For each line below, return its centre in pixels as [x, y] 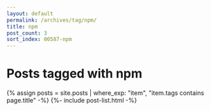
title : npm [22, 26]
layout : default [30, 14]
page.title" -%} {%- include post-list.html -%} [72, 101]
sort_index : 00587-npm [39, 40]
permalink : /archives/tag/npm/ [52, 20]
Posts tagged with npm [75, 74]
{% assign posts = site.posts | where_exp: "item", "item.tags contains [105, 93]
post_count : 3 [27, 33]
